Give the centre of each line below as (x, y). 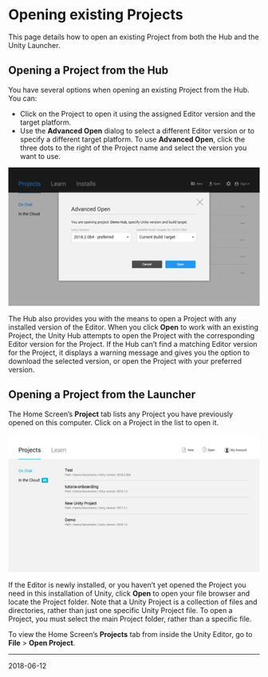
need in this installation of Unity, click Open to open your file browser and (129, 593)
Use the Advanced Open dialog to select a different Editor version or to (137, 130)
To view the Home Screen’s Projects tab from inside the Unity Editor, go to (130, 634)
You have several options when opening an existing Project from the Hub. (129, 90)
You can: (23, 98)
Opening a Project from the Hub (89, 71)
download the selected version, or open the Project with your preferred (125, 360)
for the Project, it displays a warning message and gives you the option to (129, 352)
